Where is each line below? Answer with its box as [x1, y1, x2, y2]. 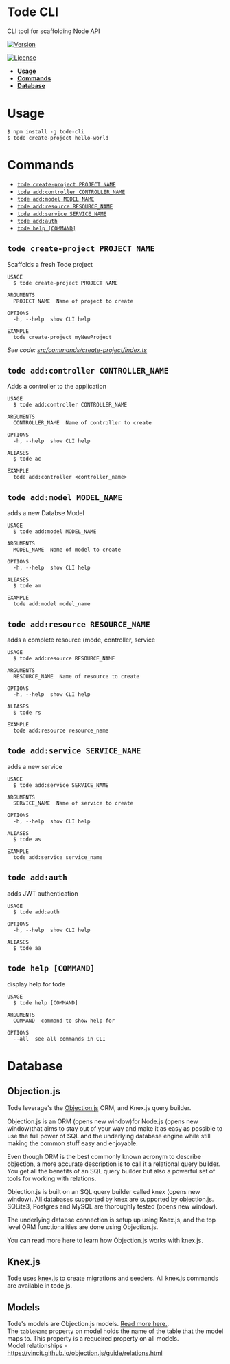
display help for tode [7, 979, 66, 988]
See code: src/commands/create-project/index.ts [7, 345, 148, 354]
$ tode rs [13, 709, 41, 716]
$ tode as [13, 836, 41, 843]
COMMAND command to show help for [13, 1017, 115, 1024]
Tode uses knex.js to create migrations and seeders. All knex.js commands [7, 1274, 218, 1283]
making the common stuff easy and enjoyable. [7, 1139, 139, 1147]
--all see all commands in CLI [13, 1035, 106, 1042]
